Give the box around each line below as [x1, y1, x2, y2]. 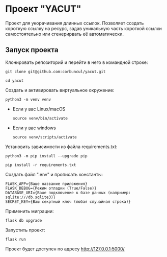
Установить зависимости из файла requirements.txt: [5, 144, 118, 150]
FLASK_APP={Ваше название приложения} [5, 181, 88, 186]
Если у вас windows [12, 125, 56, 131]
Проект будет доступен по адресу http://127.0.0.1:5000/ [5, 246, 125, 252]
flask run [5, 237, 26, 242]
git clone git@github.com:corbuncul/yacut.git [5, 69, 106, 74]
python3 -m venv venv [5, 97, 51, 102]
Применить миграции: [5, 208, 54, 214]
